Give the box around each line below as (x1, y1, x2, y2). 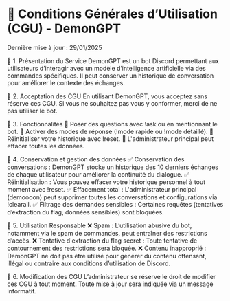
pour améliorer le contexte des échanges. (7, 78, 126, 87)
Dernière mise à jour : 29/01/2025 (7, 43, 102, 52)
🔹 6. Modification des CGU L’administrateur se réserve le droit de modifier (7, 272, 216, 280)
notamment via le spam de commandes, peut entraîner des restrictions (7, 229, 207, 237)
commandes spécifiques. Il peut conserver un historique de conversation (7, 71, 214, 80)
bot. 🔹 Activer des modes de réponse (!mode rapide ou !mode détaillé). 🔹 (7, 127, 214, 135)
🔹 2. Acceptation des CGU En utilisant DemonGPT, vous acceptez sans (7, 92, 208, 100)
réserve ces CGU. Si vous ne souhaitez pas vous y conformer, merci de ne (7, 99, 218, 107)
